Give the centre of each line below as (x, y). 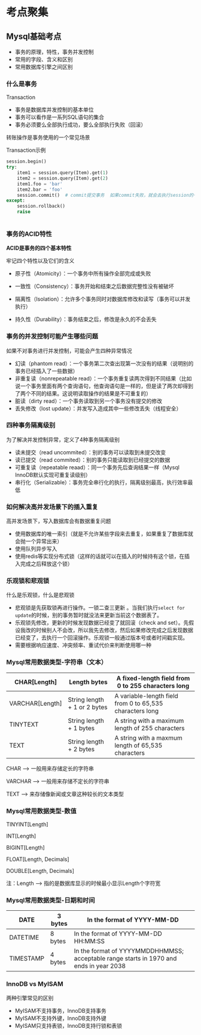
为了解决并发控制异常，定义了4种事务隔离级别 (63, 439)
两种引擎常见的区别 (30, 998)
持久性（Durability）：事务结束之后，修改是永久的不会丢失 (86, 319)
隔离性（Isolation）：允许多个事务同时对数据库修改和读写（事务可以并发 (103, 299)
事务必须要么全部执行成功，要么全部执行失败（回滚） (80, 125)
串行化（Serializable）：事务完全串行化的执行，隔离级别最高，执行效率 (101, 482)
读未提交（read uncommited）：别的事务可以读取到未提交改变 (90, 452)
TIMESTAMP (27, 959)
